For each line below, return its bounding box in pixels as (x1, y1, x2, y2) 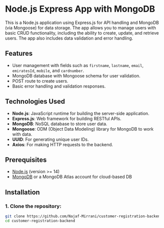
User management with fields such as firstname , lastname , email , (12, 62, 144, 68)
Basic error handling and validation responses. (12, 83, 106, 89)
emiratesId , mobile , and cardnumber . (12, 68, 84, 73)
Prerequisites (5, 156, 47, 164)
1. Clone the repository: (5, 203, 62, 209)
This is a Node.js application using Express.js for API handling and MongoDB (5, 20, 159, 25)
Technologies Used (5, 97, 65, 106)
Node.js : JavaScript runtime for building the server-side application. (12, 110, 150, 116)
